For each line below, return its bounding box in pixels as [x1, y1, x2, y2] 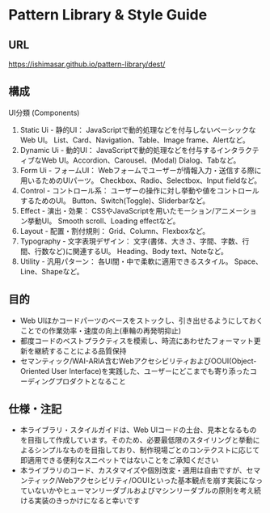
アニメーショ [213, 206, 257, 215]
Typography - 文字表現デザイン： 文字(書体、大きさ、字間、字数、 [19, 236, 243, 246]
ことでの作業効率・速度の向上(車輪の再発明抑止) [19, 325, 182, 335]
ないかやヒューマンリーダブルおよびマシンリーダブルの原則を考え [34, 485, 255, 495]
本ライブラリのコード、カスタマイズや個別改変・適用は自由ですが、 [19, 465, 247, 475]
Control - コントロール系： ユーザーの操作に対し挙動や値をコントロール [19, 185, 260, 195]
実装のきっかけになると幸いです [34, 496, 141, 506]
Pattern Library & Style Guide [8, 6, 208, 24]
